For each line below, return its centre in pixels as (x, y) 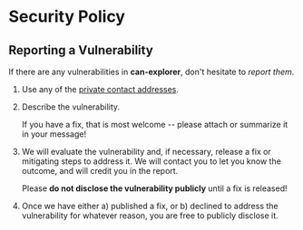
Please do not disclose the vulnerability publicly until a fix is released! (154, 188)
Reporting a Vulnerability (81, 50)
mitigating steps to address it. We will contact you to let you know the (151, 161)
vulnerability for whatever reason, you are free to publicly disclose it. (150, 216)
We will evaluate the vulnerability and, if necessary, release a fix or (146, 152)
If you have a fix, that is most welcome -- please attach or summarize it (155, 125)
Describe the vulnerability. (70, 107)
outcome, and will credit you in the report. (100, 171)
